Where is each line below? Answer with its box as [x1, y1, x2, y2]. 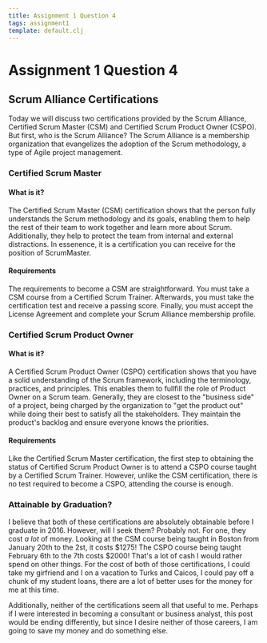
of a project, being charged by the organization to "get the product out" [8, 400, 244, 410]
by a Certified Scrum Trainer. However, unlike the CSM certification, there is [8, 470, 258, 480]
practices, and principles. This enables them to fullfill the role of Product [8, 383, 246, 393]
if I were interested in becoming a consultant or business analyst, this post [8, 609, 253, 619]
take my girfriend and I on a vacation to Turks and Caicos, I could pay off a [8, 568, 254, 578]
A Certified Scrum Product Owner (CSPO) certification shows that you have [8, 367, 257, 376]
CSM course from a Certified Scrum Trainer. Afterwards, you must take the [8, 292, 254, 302]
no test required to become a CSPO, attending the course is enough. [8, 479, 233, 489]
